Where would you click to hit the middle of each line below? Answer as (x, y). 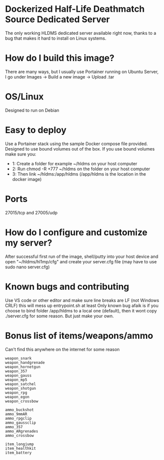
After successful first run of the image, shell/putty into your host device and (82, 256)
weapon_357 (16, 371)
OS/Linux (25, 97)
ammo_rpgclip (18, 418)
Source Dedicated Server (57, 19)
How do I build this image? (60, 58)
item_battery (18, 453)
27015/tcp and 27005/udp (31, 212)
